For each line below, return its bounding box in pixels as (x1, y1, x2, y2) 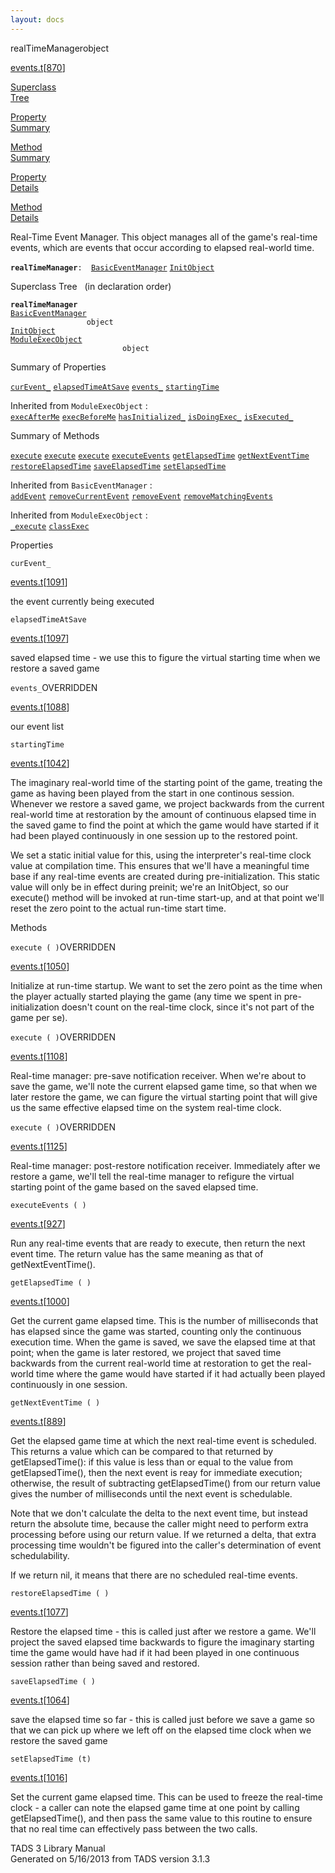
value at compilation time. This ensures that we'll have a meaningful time (10, 859, 310, 871)
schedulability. (10, 1549, 70, 1561)
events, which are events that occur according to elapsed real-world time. (10, 241, 315, 253)
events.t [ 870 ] (10, 61, 66, 73)
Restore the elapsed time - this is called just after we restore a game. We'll (10, 1625, 317, 1637)
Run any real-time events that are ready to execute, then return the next (10, 1237, 306, 1249)
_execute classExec (10, 521, 90, 531)
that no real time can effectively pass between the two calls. (10, 1822, 258, 1835)
